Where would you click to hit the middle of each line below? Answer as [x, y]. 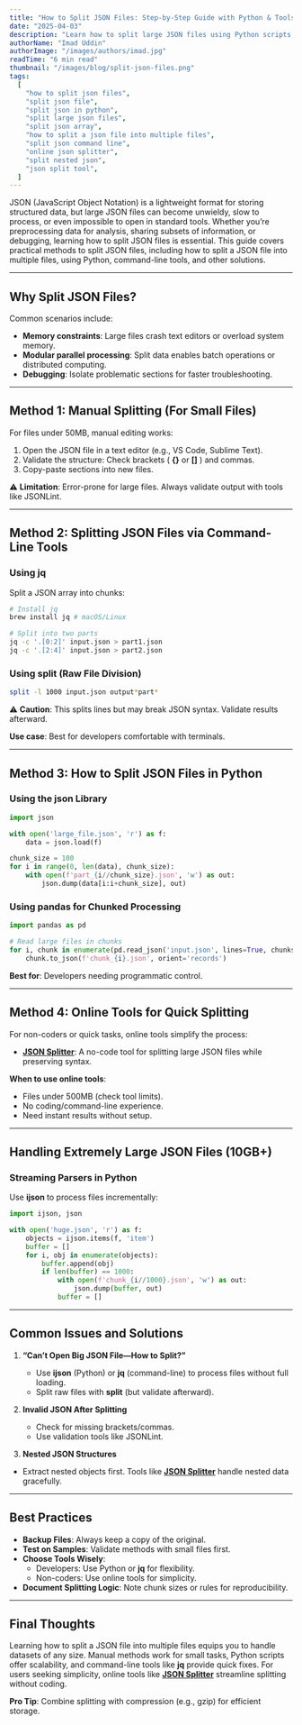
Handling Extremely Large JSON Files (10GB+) [141, 1151]
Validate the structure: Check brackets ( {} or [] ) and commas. [138, 460]
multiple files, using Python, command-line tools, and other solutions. [138, 260]
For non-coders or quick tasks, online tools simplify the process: [129, 1034]
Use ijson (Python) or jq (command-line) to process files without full [162, 1373]
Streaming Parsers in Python [73, 1177]
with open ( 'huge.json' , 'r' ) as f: [76, 1230]
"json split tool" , [62, 169]
